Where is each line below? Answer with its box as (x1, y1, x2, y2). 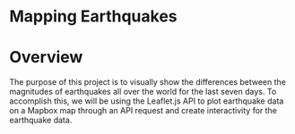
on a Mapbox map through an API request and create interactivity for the (9, 105, 278, 116)
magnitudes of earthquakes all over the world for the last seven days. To (9, 87, 277, 97)
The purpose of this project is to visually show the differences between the (9, 77, 287, 88)
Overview (9, 47, 83, 68)
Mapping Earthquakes (9, 6, 178, 27)
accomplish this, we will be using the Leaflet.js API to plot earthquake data (9, 96, 284, 106)
